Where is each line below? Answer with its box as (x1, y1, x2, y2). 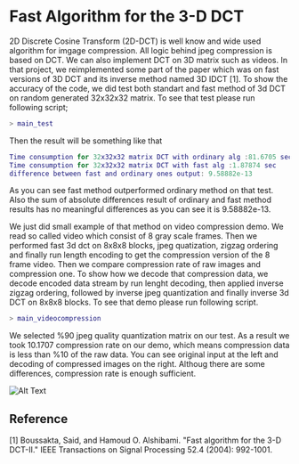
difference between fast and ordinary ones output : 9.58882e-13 (9, 169, 253, 178)
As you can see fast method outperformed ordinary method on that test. (9, 185, 274, 196)
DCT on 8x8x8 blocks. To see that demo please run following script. (9, 297, 259, 308)
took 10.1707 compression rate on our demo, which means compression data (9, 340, 290, 351)
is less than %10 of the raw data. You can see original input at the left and (9, 349, 279, 360)
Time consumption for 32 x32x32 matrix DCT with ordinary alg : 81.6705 (9, 152, 277, 161)
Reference (9, 411, 69, 427)
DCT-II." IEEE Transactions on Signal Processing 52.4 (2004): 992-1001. (9, 444, 273, 455)
